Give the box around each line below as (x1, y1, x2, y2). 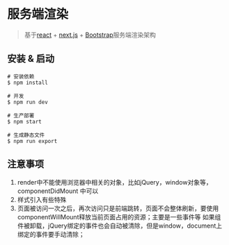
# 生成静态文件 (7, 131, 45, 139)
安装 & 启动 (7, 53, 55, 65)
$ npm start (7, 118, 42, 125)
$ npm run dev (7, 99, 49, 105)
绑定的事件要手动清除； (17, 230, 85, 238)
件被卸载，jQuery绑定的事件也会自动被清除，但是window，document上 (17, 221, 223, 230)
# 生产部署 (7, 112, 35, 119)
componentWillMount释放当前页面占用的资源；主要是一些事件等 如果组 (17, 212, 221, 221)
